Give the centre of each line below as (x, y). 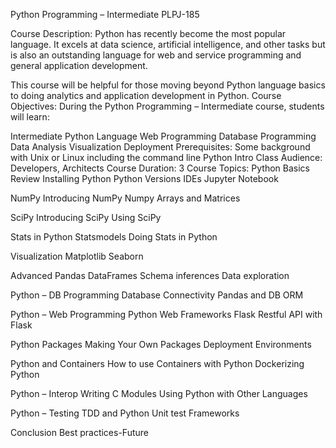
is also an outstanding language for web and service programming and (156, 55)
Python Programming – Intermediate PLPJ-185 (105, 14)
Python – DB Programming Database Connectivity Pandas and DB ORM (157, 295)
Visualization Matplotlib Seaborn (77, 256)
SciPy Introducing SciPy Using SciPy (86, 217)
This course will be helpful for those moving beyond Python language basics (168, 85)
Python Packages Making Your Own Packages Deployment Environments (161, 344)
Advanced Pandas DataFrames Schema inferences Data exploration (150, 275)
